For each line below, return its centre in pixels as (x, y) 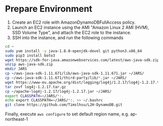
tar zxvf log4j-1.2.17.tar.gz (36, 87)
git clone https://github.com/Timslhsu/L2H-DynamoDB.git (64, 105)
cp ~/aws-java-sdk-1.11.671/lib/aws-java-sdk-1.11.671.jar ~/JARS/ (75, 73)
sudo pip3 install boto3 (30, 56)
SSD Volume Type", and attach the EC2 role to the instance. (72, 32)
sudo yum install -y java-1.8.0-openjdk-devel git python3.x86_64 (73, 51)
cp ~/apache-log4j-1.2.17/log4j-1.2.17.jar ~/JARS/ (58, 91)
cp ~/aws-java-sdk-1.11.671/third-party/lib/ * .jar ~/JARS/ (66, 78)
